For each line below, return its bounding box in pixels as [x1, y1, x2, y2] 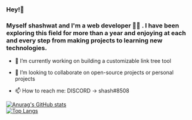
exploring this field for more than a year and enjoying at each [6, 29, 186, 37]
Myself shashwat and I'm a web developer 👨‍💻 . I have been [6, 21, 179, 29]
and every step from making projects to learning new [6, 36, 163, 44]
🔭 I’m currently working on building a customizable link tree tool [14, 57, 172, 64]
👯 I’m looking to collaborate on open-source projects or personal [14, 69, 174, 76]
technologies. [6, 44, 48, 52]
